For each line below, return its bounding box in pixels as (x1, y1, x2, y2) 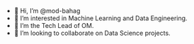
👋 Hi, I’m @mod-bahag (13, 7, 81, 15)
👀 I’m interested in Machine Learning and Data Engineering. (13, 14, 188, 22)
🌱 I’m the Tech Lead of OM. (13, 22, 94, 29)
